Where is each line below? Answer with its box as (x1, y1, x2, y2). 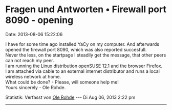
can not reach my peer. (5, 57, 54, 63)
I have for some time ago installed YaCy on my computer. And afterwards (5, 41, 160, 47)
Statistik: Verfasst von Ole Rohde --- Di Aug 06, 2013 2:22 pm (5, 94, 136, 100)
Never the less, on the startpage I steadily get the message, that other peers (5, 52, 166, 58)
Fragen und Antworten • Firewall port (5, 4, 166, 15)
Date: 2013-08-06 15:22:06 (5, 31, 63, 37)
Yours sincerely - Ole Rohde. (5, 84, 66, 90)
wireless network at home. (5, 73, 61, 79)
